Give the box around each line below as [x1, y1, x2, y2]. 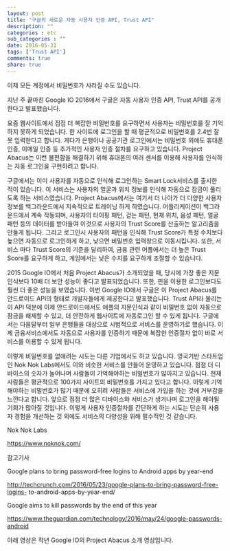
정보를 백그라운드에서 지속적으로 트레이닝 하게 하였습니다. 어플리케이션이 [7, 202, 202, 210]
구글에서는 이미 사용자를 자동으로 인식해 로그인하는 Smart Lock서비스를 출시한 [7, 176, 218, 184]
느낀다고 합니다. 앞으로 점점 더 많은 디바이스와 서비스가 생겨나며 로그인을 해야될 [7, 395, 220, 403]
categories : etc [7, 29, 57, 36]
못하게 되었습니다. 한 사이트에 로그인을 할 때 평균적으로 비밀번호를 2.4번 [19, 127, 213, 136]
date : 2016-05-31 [7, 42, 57, 49]
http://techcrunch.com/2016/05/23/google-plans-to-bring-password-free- [7, 480, 218, 488]
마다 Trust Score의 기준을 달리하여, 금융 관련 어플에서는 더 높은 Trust [19, 245, 206, 253]
